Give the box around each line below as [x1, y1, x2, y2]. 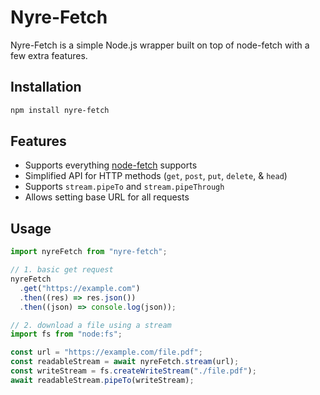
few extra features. [10, 49, 88, 61]
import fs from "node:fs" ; [10, 329, 123, 340]
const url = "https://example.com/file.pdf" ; [10, 347, 203, 358]
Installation [10, 79, 82, 96]
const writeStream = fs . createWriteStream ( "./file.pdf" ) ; [10, 366, 257, 376]
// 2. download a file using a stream [10, 320, 172, 330]
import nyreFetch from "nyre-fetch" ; [10, 247, 168, 257]
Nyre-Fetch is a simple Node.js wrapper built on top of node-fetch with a [10, 39, 310, 51]
